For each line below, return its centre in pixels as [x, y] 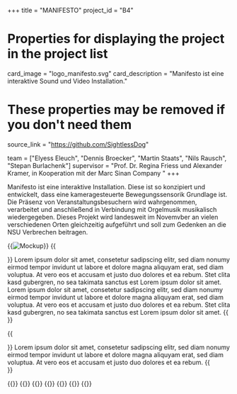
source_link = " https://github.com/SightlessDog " [78, 144]
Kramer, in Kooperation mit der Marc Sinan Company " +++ [93, 173]
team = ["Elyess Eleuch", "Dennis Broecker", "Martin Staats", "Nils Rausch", [117, 158]
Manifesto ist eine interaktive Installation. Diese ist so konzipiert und [106, 186]
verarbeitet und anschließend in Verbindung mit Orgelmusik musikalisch [112, 209]
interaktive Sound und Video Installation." [67, 81]
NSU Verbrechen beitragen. [48, 232]
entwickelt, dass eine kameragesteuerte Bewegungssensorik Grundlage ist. [117, 194]
